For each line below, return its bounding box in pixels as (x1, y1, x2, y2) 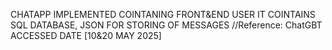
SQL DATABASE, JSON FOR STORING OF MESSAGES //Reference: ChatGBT (10, 19, 323, 31)
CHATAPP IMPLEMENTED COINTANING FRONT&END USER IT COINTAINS (10, 9, 316, 20)
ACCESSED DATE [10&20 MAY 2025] (10, 30, 162, 41)
